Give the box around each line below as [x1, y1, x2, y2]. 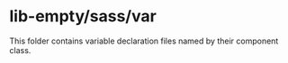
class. [9, 44, 31, 55]
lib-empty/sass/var [9, 6, 157, 27]
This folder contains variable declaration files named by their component [9, 35, 279, 46]
